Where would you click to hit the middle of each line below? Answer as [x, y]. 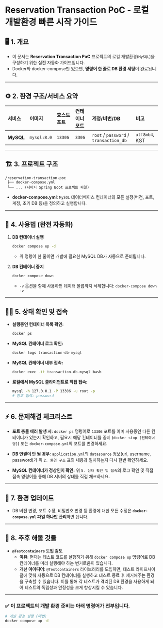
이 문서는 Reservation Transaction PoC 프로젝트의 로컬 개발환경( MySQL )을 [83, 56]
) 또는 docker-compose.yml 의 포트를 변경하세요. [63, 444]
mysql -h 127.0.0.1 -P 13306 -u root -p [53, 391]
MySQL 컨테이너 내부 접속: [38, 363]
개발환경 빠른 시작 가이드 [51, 22]
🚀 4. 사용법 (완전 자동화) [39, 225]
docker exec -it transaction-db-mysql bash [57, 372]
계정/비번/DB [106, 119]
